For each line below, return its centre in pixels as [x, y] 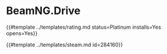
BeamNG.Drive [43, 11]
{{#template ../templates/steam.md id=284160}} [65, 45]
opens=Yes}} [22, 33]
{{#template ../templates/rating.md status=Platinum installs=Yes [83, 27]
